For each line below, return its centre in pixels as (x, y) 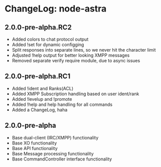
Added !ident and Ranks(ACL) (43, 88)
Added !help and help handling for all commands (62, 104)
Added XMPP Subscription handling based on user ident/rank (75, 94)
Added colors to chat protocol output (50, 39)
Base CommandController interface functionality (62, 159)
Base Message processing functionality (53, 153)
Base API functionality (35, 148)
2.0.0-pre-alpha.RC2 (38, 27)
